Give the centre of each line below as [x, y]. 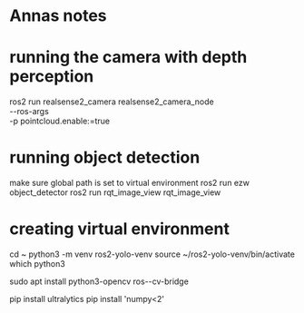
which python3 [37, 264]
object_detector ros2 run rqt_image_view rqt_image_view [115, 192]
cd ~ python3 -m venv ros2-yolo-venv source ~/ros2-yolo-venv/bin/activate [152, 254]
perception [52, 77]
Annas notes [58, 16]
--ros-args [29, 112]
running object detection [105, 157]
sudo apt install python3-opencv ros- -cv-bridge [99, 281]
